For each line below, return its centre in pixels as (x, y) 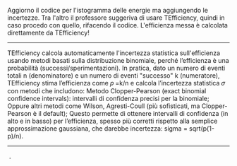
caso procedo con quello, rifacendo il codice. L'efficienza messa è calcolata (117, 25)
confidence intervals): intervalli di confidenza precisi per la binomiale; (108, 99)
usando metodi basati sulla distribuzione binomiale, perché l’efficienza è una (118, 60)
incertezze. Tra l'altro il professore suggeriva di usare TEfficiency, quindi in (116, 18)
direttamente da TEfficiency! (48, 32)
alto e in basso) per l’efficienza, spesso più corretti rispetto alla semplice (113, 121)
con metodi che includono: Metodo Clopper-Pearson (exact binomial (107, 91)
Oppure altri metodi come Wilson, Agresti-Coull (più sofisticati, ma (104, 106)
